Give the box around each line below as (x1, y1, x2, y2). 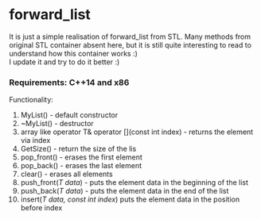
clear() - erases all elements (20, 169, 114, 179)
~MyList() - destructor (20, 119, 94, 129)
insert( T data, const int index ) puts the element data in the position (20, 194, 240, 204)
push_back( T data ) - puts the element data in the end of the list (20, 186, 229, 196)
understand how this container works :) (9, 48, 138, 58)
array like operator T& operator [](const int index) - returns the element (20, 127, 254, 136)
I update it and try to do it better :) (9, 57, 120, 67)
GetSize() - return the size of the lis (20, 144, 137, 154)
